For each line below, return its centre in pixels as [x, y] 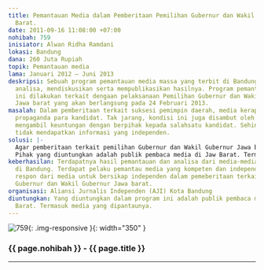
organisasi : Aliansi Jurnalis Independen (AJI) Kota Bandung [110, 191]
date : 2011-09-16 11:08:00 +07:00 [65, 30]
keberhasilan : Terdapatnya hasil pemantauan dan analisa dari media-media [133, 162]
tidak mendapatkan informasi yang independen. [93, 132]
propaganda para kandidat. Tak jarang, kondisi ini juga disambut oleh [135, 118]
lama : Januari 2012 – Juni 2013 [61, 74]
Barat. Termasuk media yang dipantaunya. [84, 205]
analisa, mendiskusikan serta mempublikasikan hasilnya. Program [125, 89]
